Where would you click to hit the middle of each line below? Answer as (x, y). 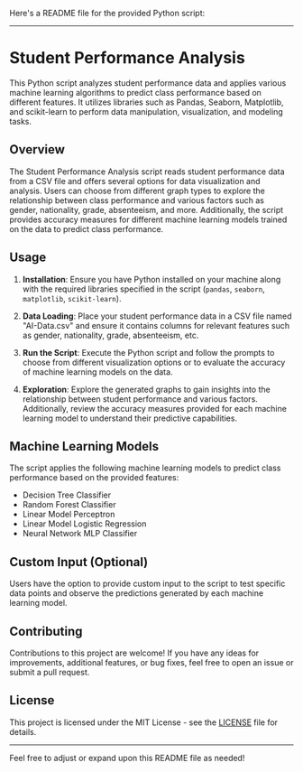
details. (23, 731)
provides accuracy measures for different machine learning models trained (148, 219)
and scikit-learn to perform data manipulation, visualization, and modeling (147, 111)
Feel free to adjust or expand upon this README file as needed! (127, 758)
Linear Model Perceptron (69, 515)
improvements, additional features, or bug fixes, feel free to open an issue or (151, 662)
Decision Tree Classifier (67, 495)
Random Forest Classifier (69, 505)
